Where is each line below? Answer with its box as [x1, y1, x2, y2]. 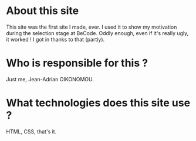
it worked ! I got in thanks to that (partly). [6, 36, 105, 43]
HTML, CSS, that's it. [6, 128, 57, 135]
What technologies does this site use [6, 97, 191, 109]
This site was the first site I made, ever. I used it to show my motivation [6, 23, 177, 30]
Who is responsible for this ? [6, 57, 148, 70]
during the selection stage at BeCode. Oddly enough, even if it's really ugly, [6, 29, 189, 36]
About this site [6, 4, 79, 18]
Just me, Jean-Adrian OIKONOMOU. [6, 75, 94, 82]
